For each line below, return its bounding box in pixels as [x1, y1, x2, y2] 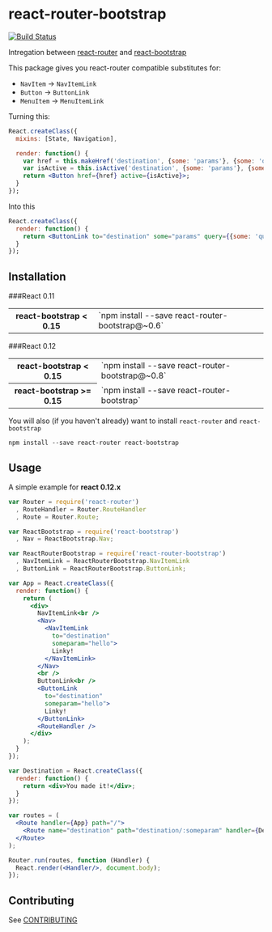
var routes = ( [8, 811, 60, 820]
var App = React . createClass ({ [8, 579, 114, 587]
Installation [8, 269, 66, 283]
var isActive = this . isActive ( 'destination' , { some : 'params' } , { [23, 164, 252, 172]
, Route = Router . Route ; [15, 513, 100, 521]
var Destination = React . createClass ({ [8, 766, 143, 775]
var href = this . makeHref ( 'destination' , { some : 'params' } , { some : [23, 157, 256, 165]
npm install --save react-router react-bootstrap [8, 438, 180, 447]
